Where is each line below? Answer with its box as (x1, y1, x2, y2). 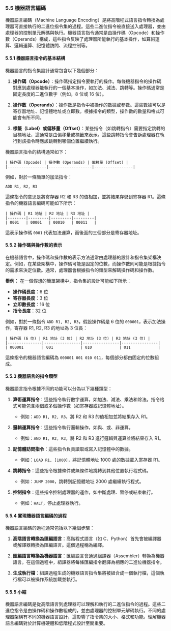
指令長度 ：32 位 (12, 308, 47, 314)
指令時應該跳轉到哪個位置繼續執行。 (26, 138, 102, 144)
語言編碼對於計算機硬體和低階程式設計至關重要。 (5, 620, 108, 626)
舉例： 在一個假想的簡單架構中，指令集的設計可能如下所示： (5, 278, 131, 284)
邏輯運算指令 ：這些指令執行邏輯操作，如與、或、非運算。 (12, 424, 133, 430)
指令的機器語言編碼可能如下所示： (5, 200, 77, 206)
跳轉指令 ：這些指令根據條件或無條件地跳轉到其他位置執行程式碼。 (12, 467, 151, 473)
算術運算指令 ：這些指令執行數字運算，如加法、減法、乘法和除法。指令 (12, 396, 160, 402)
